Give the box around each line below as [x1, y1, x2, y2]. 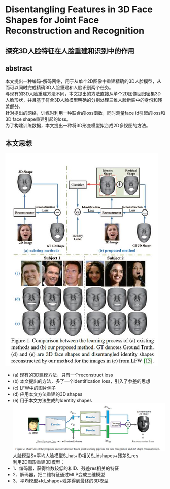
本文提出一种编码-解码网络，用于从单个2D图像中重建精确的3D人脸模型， [5, 78, 157, 84]
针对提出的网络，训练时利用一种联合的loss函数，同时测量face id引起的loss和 [5, 110, 166, 116]
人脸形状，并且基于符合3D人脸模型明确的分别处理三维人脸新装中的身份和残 [5, 97, 162, 103]
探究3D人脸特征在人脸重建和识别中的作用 [5, 47, 134, 55]
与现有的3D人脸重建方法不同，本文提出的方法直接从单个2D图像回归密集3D [5, 91, 161, 97]
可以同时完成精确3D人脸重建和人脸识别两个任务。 [9, 85, 114, 91]
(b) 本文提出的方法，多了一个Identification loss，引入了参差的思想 [12, 378, 151, 385]
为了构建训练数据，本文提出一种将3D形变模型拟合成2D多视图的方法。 [5, 123, 151, 129]
